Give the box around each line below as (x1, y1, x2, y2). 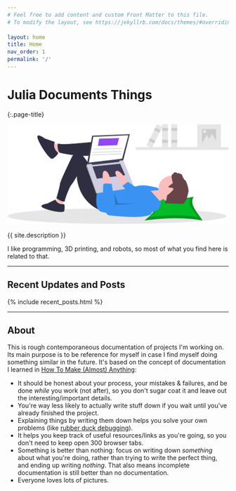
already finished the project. (17, 409, 100, 417)
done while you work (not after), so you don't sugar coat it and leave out (17, 386, 227, 395)
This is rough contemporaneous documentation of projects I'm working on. (7, 343, 225, 351)
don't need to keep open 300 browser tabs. (17, 439, 144, 447)
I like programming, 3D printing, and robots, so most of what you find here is (7, 244, 228, 253)
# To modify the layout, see (7, 18, 93, 26)
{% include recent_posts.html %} (7, 297, 103, 306)
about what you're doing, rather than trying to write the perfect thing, (17, 454, 218, 462)
